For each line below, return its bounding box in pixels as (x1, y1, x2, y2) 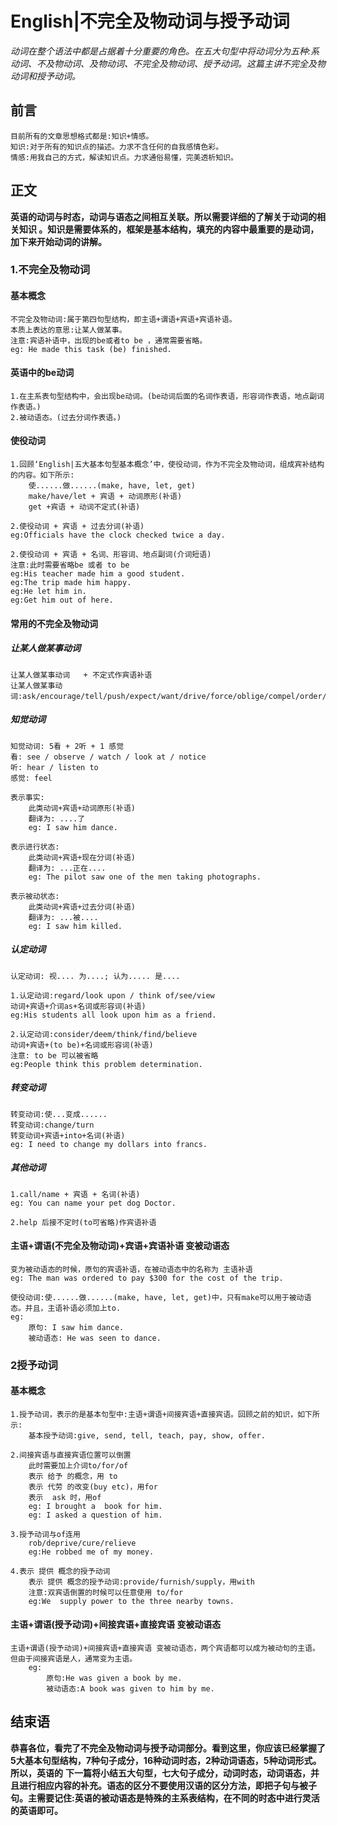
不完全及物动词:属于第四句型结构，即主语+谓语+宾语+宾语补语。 (10, 314, 237, 324)
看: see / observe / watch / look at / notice (10, 752, 207, 762)
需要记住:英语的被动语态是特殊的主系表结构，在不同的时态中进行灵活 (36, 1792, 320, 1804)
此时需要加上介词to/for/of (28, 1460, 129, 1471)
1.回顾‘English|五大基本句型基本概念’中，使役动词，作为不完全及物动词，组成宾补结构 (10, 460, 325, 470)
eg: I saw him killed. (28, 921, 123, 931)
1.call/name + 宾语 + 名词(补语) (10, 1189, 141, 1199)
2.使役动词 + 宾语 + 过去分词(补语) (10, 522, 145, 532)
